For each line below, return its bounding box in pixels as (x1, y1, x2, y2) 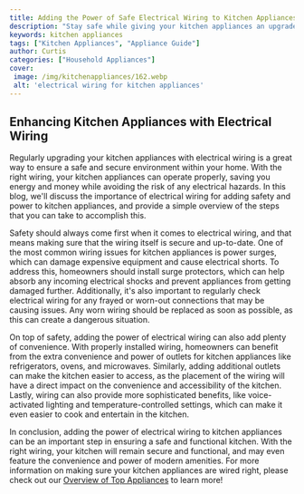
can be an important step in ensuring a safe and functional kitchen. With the (9, 436, 292, 447)
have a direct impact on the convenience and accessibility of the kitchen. (9, 380, 282, 391)
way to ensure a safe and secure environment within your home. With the (9, 162, 282, 173)
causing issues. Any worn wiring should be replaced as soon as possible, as (9, 305, 293, 315)
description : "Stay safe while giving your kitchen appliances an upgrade (9, 22, 298, 31)
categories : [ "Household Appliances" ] (9, 55, 156, 64)
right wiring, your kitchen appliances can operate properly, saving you (9, 171, 271, 182)
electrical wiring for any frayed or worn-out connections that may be (9, 295, 265, 306)
